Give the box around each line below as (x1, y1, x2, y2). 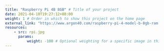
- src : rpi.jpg (14, 30, 45, 34)
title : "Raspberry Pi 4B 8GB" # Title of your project (5, 7, 119, 12)
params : (18, 34, 34, 39)
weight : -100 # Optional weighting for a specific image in (26, 39, 152, 44)
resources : (5, 25, 27, 30)
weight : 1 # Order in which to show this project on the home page (5, 16, 145, 21)
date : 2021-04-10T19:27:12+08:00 (5, 12, 73, 17)
